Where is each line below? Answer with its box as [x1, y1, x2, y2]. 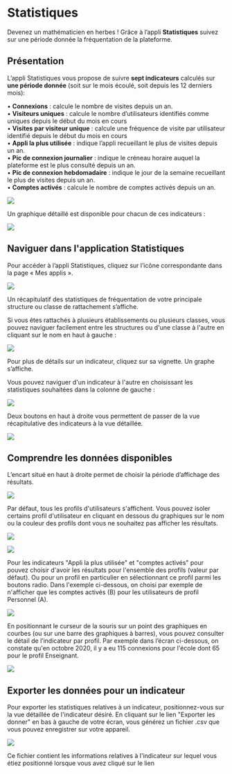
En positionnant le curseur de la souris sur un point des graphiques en [7, 622, 208, 630]
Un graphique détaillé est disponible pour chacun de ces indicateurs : [7, 210, 206, 218]
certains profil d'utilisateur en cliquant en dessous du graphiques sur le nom [7, 512, 225, 520]
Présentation [7, 56, 64, 67]
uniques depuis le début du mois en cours [7, 117, 127, 125]
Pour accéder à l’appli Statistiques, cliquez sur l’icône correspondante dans [7, 261, 223, 269]
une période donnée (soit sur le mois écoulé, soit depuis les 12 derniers [7, 81, 213, 90]
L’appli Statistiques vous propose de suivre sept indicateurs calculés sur [7, 74, 215, 82]
